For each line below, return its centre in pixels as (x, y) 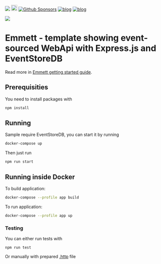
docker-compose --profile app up (39, 215)
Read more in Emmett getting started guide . (48, 72)
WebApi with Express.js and (99, 48)
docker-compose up (24, 144)
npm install (17, 108)
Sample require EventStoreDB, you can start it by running (62, 135)
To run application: (24, 207)
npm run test (18, 247)
